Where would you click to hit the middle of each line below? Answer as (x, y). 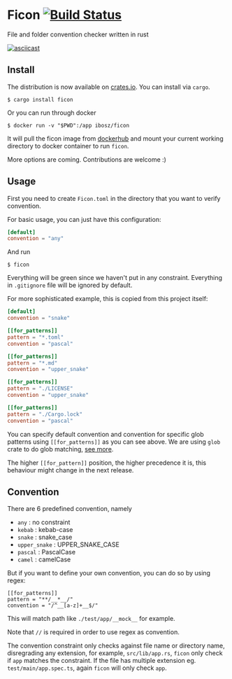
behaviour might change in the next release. (71, 470)
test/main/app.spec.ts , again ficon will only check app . (87, 668)
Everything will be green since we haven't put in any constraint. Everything (115, 278)
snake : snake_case (45, 537)
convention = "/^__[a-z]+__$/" (53, 605)
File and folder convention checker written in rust (78, 34)
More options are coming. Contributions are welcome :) (87, 159)
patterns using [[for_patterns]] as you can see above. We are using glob (114, 442)
